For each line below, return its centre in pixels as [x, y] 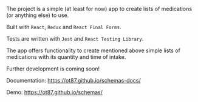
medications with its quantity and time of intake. [66, 57]
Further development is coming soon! [53, 69]
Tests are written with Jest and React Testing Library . [75, 39]
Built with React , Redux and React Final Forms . [64, 27]
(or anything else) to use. [38, 15]
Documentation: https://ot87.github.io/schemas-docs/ [73, 80]
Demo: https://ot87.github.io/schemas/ [55, 92]
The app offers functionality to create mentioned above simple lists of [93, 50]
